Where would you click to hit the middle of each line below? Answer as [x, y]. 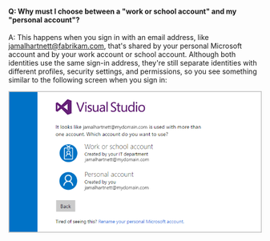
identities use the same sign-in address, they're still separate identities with [133, 63]
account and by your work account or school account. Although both [122, 54]
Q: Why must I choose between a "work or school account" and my [123, 11]
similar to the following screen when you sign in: [88, 80]
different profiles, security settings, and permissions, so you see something [133, 71]
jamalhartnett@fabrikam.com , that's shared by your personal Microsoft [125, 46]
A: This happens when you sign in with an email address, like [109, 38]
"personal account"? [44, 19]
